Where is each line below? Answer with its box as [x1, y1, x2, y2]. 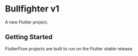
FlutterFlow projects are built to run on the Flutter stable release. [5, 45, 134, 51]
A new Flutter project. [5, 19, 48, 25]
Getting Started [5, 33, 53, 41]
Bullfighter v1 [5, 3, 60, 14]
